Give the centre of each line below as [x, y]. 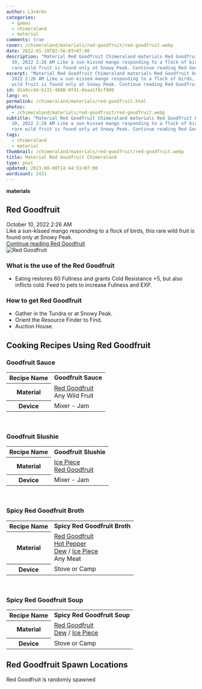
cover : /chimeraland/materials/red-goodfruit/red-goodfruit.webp [90, 46]
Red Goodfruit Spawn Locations [67, 665]
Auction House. [34, 326]
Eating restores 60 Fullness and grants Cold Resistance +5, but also [99, 279]
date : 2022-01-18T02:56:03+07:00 [48, 51]
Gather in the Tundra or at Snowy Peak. [64, 314]
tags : [13, 135]
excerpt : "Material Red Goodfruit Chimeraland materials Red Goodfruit [98, 73]
